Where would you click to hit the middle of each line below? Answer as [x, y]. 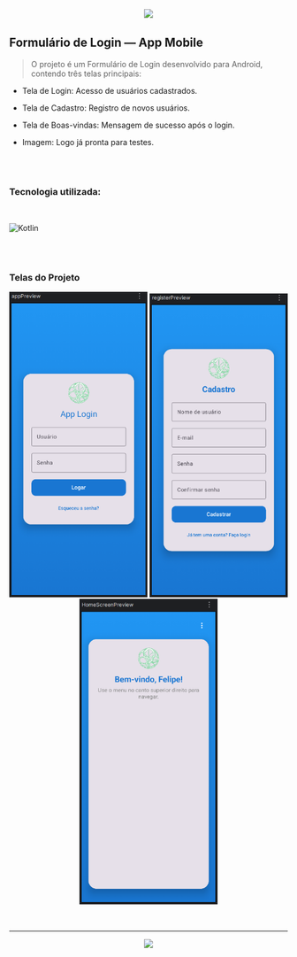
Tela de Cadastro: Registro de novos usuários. [106, 108]
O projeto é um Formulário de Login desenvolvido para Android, [147, 64]
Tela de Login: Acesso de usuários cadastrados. [110, 90]
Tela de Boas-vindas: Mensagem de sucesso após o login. [128, 125]
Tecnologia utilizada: [55, 191]
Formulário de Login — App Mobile [106, 43]
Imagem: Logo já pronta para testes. [88, 142]
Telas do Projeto [45, 278]
